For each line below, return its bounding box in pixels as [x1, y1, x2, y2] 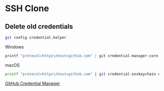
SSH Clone [5, 3, 49, 14]
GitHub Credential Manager [5, 80, 60, 86]
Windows [5, 44, 24, 50]
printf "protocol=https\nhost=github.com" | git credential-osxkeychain [5, 72, 156, 76]
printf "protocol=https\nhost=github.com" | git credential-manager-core [5, 53, 159, 58]
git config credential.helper [5, 35, 67, 40]
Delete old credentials [5, 22, 73, 31]
